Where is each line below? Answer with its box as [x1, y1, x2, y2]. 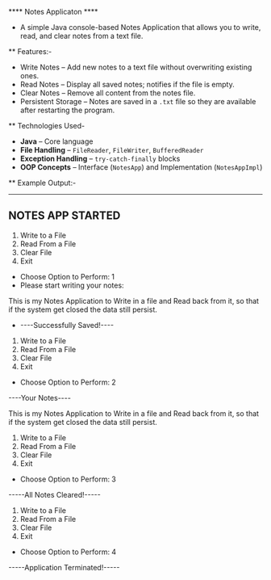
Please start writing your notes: [19, 280, 124, 290]
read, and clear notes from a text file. [19, 32, 144, 40]
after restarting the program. [19, 105, 115, 115]
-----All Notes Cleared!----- [8, 490, 101, 499]
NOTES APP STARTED [8, 209, 121, 223]
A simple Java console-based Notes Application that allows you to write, [19, 23, 261, 32]
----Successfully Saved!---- [19, 320, 115, 330]
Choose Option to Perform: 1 [19, 271, 115, 281]
